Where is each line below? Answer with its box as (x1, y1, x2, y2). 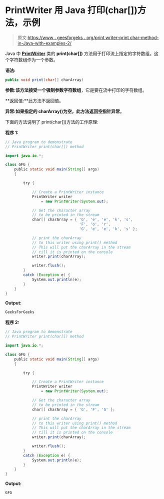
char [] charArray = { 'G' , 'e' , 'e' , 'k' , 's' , (31, 217, 133, 222)
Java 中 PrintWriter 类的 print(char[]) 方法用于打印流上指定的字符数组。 (5, 50, 154, 56)
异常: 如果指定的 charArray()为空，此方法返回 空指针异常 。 (5, 108, 124, 114)
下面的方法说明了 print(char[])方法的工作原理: (5, 118, 98, 125)
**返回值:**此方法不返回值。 (5, 97, 64, 103)
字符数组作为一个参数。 (9, 56, 58, 62)
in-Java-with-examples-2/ (17, 40, 71, 46)
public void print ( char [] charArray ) (5, 77, 84, 82)
